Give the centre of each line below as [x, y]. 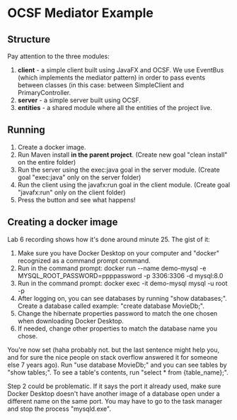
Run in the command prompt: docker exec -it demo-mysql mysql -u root [122, 283]
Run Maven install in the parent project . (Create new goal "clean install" [122, 155]
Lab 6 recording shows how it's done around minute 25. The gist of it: [109, 239]
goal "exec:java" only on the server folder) [79, 177]
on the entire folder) [47, 162]
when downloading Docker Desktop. [70, 321]
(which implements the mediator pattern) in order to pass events [111, 77]
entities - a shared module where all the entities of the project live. [115, 107]
